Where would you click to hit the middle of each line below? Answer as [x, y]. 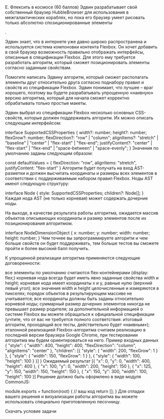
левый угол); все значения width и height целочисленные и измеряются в [82, 288]
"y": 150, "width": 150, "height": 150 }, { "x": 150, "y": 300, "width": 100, [76, 371]
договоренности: [23, 263]
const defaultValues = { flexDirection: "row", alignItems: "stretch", [71, 163]
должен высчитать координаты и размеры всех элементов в [93, 173]
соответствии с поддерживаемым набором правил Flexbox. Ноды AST [79, 178]
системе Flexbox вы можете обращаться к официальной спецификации [80, 314]
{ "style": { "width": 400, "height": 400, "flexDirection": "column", [71, 345]
